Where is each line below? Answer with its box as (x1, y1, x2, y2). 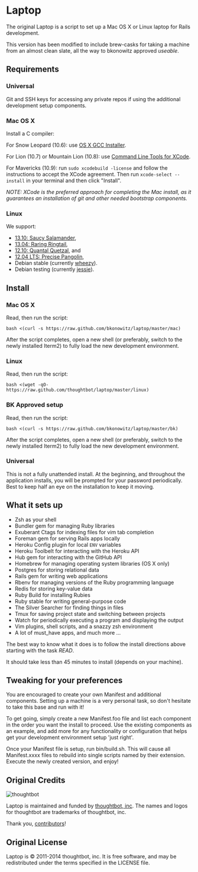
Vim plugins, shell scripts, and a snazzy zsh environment (14, 622, 154, 630)
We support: (6, 223, 37, 230)
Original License (6, 837, 68, 847)
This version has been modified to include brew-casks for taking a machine (6, 41, 190, 48)
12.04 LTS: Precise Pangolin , (14, 253, 85, 260)
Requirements (6, 64, 59, 75)
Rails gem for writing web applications (14, 572, 108, 580)
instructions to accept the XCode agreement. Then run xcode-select (6, 170, 173, 177)
